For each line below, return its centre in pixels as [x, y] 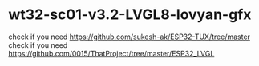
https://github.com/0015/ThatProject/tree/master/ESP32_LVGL [111, 53]
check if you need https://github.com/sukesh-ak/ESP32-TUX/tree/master [129, 37]
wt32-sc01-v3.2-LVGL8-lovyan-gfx [130, 15]
